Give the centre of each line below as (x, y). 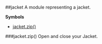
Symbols (15, 17)
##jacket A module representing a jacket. (48, 7)
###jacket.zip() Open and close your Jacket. (52, 36)
